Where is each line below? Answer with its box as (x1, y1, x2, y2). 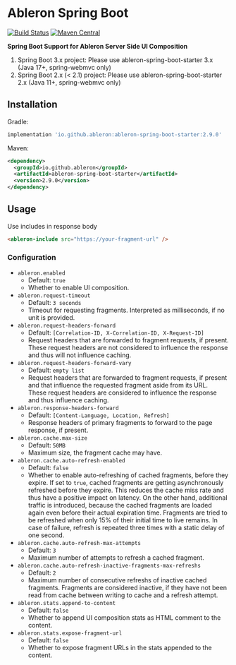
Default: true (27, 275, 66, 284)
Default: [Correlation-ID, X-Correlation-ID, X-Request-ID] (27, 328, 204, 337)
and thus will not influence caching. (27, 351, 132, 359)
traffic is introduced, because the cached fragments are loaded (27, 501, 213, 509)
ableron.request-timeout (17, 292, 91, 299)
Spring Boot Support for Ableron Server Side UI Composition (7, 42, 188, 50)
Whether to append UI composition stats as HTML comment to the (27, 613, 221, 622)
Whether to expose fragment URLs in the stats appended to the (27, 643, 213, 652)
